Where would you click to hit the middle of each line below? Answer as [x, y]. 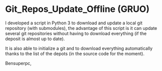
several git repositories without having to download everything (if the [76, 33]
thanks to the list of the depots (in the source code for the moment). [75, 54]
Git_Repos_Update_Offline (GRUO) [77, 9]
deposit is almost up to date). [35, 39]
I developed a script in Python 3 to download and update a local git [74, 23]
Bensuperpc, [18, 63]
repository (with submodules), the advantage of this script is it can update [81, 28]
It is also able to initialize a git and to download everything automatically [79, 48]
